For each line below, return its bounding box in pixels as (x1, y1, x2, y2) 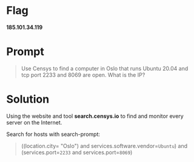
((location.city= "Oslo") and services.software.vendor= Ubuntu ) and (21, 142, 188, 149)
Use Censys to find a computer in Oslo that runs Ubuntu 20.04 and (21, 65, 189, 72)
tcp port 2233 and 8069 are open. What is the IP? (21, 71, 145, 79)
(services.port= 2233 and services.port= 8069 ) (21, 149, 133, 156)
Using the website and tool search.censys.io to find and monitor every (6, 112, 184, 120)
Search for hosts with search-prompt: (6, 131, 101, 138)
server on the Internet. (6, 118, 62, 126)
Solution (6, 92, 50, 106)
